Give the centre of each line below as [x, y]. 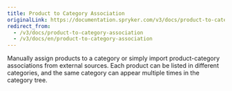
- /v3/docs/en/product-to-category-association [83, 39]
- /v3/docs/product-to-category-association [78, 32]
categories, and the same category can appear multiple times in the [104, 73]
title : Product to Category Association [66, 13]
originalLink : [28, 20]
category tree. [27, 80]
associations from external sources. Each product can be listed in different [113, 66]
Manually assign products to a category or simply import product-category [114, 58]
